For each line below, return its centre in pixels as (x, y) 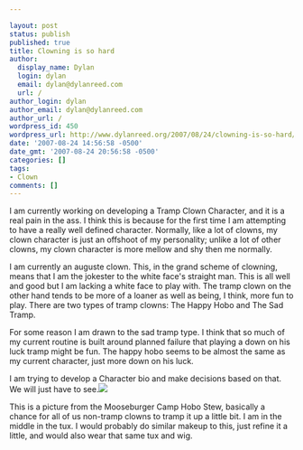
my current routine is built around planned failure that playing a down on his (150, 342)
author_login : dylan (48, 101)
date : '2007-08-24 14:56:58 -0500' (76, 144)
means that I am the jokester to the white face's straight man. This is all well (150, 277)
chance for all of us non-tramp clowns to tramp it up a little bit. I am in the (146, 417)
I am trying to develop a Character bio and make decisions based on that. (146, 379)
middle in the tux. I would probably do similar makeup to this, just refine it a (149, 427)
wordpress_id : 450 (44, 127)
